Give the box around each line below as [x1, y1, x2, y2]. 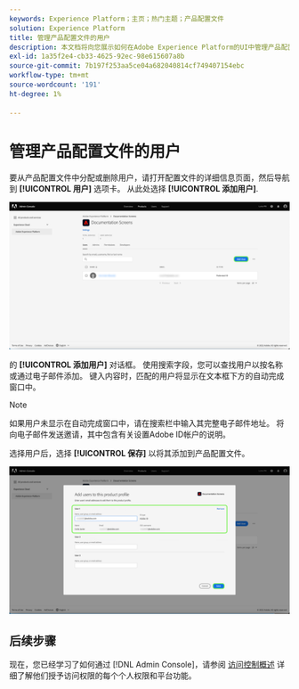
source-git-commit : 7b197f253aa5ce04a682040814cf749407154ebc [9, 62, 245, 70]
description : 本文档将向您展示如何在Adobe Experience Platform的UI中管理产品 [9, 43, 282, 52]
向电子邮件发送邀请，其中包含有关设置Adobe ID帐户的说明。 [9, 429, 231, 440]
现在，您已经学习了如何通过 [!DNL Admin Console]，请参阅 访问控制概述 [9, 659, 275, 669]
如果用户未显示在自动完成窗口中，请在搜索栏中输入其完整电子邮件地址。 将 [9, 418, 285, 429]
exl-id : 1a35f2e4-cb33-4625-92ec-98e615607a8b [9, 52, 185, 62]
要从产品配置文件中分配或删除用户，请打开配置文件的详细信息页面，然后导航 [9, 172, 290, 183]
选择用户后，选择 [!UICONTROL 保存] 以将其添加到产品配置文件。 [9, 448, 250, 459]
